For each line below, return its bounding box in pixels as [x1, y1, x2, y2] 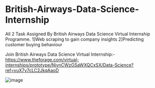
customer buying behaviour [5, 41, 62, 47]
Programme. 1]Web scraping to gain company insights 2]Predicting [5, 36, 144, 42]
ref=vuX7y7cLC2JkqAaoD [5, 67, 59, 73]
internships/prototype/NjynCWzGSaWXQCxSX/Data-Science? [5, 62, 134, 68]
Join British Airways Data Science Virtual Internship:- [5, 51, 115, 57]
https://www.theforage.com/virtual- [5, 56, 79, 62]
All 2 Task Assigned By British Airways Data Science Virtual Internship [5, 31, 150, 37]
